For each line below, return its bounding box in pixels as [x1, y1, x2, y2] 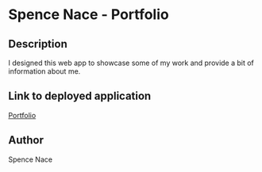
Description [8, 37, 67, 51]
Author [8, 133, 44, 147]
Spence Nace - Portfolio [8, 6, 169, 24]
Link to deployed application [8, 90, 152, 103]
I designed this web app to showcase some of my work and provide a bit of [8, 58, 254, 67]
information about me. [8, 67, 81, 76]
